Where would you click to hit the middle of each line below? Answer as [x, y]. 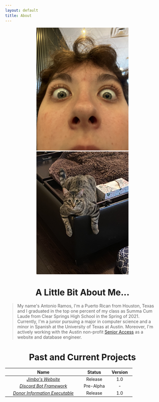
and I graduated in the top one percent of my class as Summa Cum [85, 311]
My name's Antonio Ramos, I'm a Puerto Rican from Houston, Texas [86, 306]
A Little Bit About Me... [82, 292]
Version [120, 372]
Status [94, 372]
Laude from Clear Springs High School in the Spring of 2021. [78, 316]
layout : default [22, 10]
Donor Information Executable [43, 393]
